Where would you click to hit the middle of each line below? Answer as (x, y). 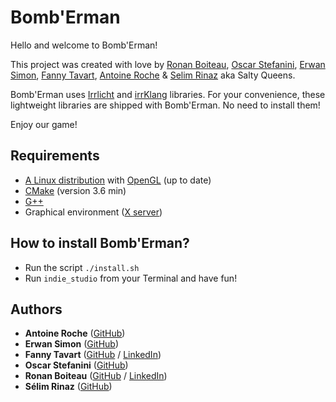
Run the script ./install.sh (82, 267)
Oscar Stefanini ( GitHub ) (76, 365)
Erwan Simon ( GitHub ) (72, 344)
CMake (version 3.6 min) (75, 190)
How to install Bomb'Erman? (100, 243)
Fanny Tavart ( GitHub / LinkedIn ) (93, 355)
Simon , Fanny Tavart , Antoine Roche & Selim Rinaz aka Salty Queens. (153, 75)
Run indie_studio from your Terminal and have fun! (131, 278)
